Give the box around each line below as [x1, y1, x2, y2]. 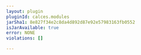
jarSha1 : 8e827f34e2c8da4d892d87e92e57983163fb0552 [6, 19, 135, 25]
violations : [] [6, 35, 43, 41]
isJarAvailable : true [6, 24, 59, 31]
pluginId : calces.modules [6, 14, 69, 20]
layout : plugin [6, 8, 43, 14]
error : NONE [6, 30, 35, 36]
